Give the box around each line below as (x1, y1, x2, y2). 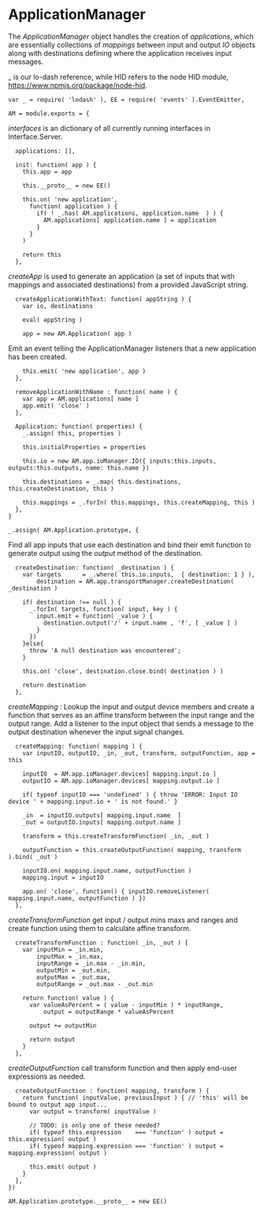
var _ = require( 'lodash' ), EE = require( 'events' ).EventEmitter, (8, 96, 245, 103)
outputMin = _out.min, (36, 966, 111, 975)
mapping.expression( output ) (8, 1149, 108, 1157)
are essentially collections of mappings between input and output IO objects (8, 39, 256, 49)
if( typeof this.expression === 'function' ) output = (28, 1128, 224, 1136)
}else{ (22, 640, 44, 648)
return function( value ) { (22, 993, 114, 1002)
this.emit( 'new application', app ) (22, 367, 147, 375)
